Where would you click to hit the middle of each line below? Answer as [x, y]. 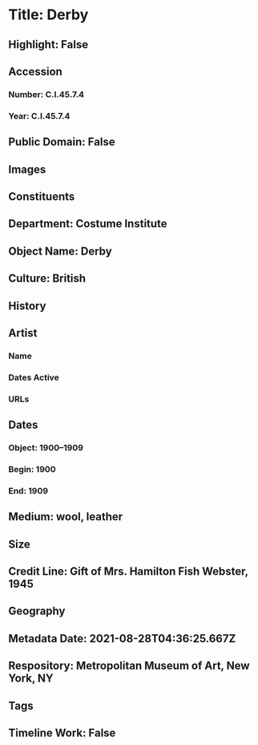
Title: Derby [48, 15]
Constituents [42, 196]
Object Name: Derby [60, 251]
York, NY [31, 679]
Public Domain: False [62, 142]
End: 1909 [28, 491]
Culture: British [47, 279]
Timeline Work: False [62, 733]
